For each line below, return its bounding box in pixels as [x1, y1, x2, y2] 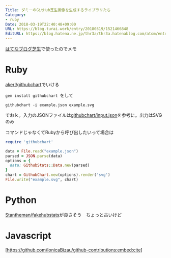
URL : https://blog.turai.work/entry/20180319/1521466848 [5, 27, 129, 32]
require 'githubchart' [5, 139, 53, 144]
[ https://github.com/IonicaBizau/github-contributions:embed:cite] [5, 247, 142, 253]
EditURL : [5, 31, 24, 36]
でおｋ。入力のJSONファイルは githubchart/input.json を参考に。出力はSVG [5, 112, 162, 118]
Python [5, 194, 37, 206]
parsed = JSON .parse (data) [5, 153, 63, 159]
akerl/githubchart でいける [5, 81, 60, 87]
